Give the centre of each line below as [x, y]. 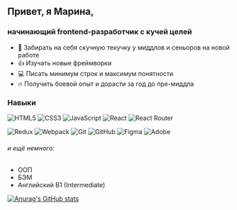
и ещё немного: [31, 148]
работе [28, 55]
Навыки [22, 102]
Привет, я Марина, [51, 12]
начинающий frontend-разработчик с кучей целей [100, 32]
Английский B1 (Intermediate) [61, 185]
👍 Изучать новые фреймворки [65, 62]
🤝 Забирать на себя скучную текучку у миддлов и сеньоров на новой [124, 47]
